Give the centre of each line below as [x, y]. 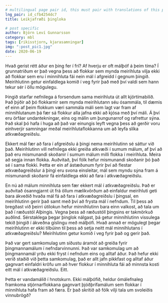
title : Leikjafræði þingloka [35, 19]
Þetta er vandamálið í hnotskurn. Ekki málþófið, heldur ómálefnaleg [74, 279]
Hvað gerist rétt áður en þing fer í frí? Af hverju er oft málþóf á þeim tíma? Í [82, 66]
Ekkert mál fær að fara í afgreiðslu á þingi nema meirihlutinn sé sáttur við [80, 144]
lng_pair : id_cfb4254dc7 [31, 15]
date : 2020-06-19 [23, 51]
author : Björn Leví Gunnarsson [38, 33]
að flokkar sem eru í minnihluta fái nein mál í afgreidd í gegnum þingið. [77, 76]
